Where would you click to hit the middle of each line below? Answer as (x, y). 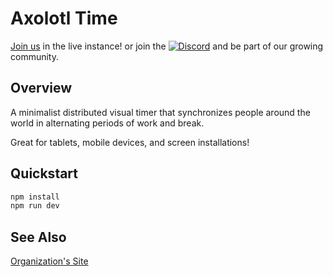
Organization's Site (49, 261)
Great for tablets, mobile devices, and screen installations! (130, 142)
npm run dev (35, 206)
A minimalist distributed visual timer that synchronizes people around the (160, 112)
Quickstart (44, 173)
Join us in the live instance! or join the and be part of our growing (167, 46)
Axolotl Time (64, 18)
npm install (35, 197)
